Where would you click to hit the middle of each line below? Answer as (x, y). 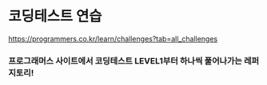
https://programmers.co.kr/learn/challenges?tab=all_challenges (113, 39)
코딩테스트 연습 (55, 16)
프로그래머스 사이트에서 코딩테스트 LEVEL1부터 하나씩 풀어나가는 (125, 60)
